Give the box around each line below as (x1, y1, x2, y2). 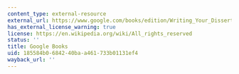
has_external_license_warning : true (7, 23, 116, 30)
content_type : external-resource (7, 10, 107, 18)
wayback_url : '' (7, 56, 55, 63)
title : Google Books (7, 43, 69, 50)
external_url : (7, 17, 50, 24)
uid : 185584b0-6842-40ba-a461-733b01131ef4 (7, 50, 139, 57)
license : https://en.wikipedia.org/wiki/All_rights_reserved (7, 30, 193, 37)
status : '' (7, 37, 40, 44)
